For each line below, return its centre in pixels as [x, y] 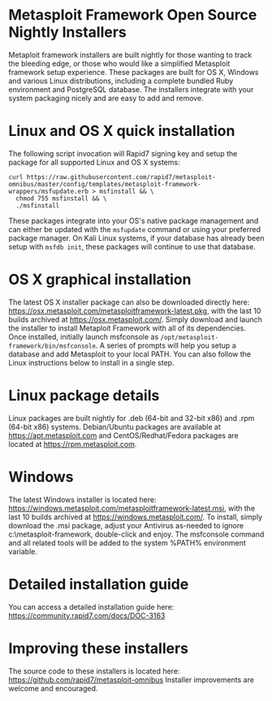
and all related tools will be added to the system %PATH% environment [127, 542]
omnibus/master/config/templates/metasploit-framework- [105, 184]
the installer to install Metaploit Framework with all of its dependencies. [127, 328]
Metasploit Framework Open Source [133, 15]
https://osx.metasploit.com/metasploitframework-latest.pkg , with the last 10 [135, 310]
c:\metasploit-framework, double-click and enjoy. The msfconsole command [136, 534]
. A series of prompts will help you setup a [166, 345]
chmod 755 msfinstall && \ [61, 198]
